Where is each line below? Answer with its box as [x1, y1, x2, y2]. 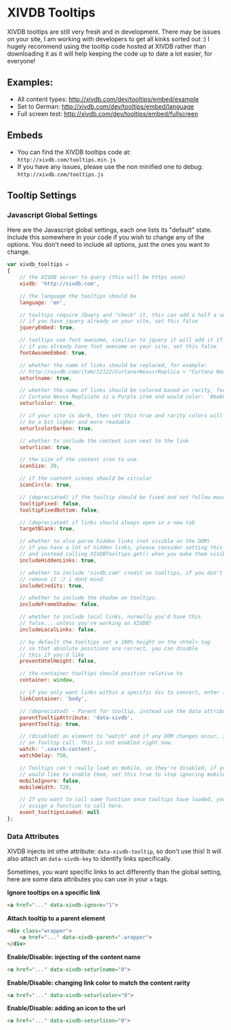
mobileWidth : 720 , [19, 784, 72, 791]
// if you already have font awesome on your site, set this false [19, 343, 217, 350]
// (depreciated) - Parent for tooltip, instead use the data [19, 708, 201, 714]
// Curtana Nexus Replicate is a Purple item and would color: [19, 393, 205, 400]
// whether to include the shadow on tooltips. [19, 595, 158, 602]
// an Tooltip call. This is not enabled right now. [19, 739, 174, 747]
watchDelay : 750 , [19, 752, 69, 759]
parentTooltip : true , [19, 721, 81, 727]
